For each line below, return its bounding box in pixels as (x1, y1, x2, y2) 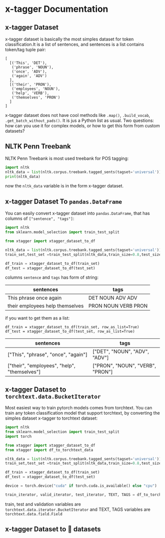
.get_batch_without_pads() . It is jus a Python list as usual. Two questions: (5, 117, 154, 123)
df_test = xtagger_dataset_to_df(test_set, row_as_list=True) (5, 329, 135, 334)
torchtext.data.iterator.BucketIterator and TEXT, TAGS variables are (5, 506, 151, 512)
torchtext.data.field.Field (5, 511, 63, 516)
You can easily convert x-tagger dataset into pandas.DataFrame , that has (5, 211, 150, 216)
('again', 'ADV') (11, 73, 48, 78)
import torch (5, 434, 32, 439)
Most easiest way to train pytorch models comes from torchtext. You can (5, 405, 152, 411)
